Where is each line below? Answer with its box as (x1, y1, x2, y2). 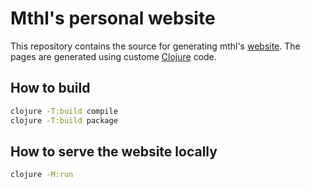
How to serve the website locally (10, 143, 218, 160)
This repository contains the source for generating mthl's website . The (10, 40, 301, 52)
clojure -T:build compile (10, 106, 118, 116)
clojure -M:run (10, 170, 74, 180)
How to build (10, 80, 91, 97)
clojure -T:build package (10, 115, 118, 126)
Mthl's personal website (10, 7, 216, 30)
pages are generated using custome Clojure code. (10, 50, 217, 62)
